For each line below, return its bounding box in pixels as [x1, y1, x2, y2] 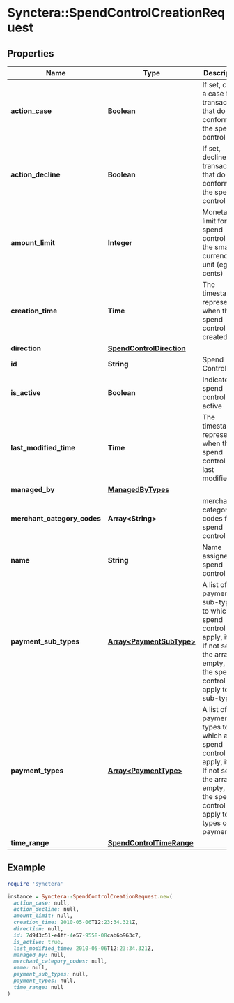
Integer [107, 238, 132, 247]
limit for [202, 216, 228, 225]
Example [7, 862, 46, 874]
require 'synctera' [7, 880, 64, 887]
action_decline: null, [13, 906, 79, 913]
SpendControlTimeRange [107, 838, 194, 847]
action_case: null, [13, 899, 70, 907]
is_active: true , [13, 938, 64, 945]
